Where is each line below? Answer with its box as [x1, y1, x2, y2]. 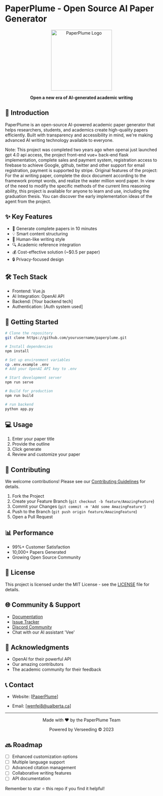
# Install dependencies [5, 344, 53, 349]
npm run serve [5, 380, 34, 385]
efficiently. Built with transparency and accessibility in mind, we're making [5, 132, 153, 138]
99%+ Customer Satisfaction [12, 544, 70, 550]
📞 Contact [5, 680, 34, 689]
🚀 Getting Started [5, 318, 59, 326]
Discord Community [12, 624, 52, 630]
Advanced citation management [12, 765, 76, 771]
